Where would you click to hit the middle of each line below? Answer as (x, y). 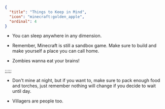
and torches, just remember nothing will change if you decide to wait (84, 86)
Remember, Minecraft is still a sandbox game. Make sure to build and (84, 46)
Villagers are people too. (38, 101)
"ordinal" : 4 (23, 21)
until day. (22, 91)
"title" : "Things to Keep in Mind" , (48, 12)
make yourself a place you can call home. (56, 51)
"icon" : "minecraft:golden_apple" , (47, 17)
